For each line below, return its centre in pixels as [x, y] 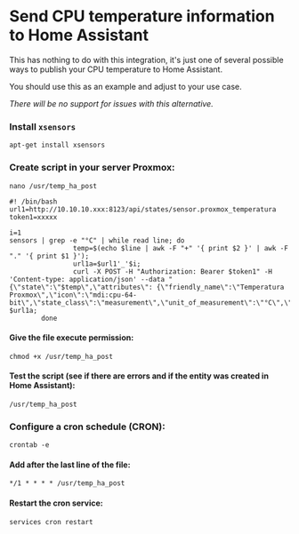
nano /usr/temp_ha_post [53, 186]
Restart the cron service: [57, 503]
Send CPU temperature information [142, 16]
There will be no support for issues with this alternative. [111, 103]
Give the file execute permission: [72, 338]
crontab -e [29, 445]
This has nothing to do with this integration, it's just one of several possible [146, 60]
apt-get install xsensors [57, 145]
